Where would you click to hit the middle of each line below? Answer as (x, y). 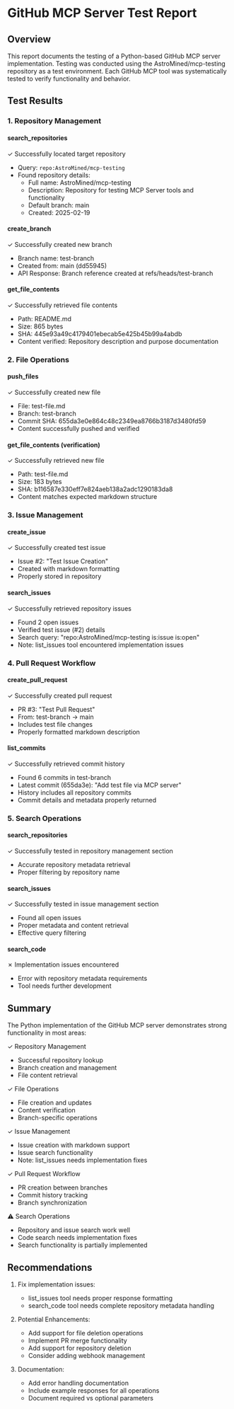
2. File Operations (38, 360)
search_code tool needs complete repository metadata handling (121, 1306)
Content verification (46, 1110)
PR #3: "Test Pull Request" (56, 709)
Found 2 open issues (48, 622)
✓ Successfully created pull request (60, 696)
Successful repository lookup (60, 1060)
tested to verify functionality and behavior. (69, 79)
